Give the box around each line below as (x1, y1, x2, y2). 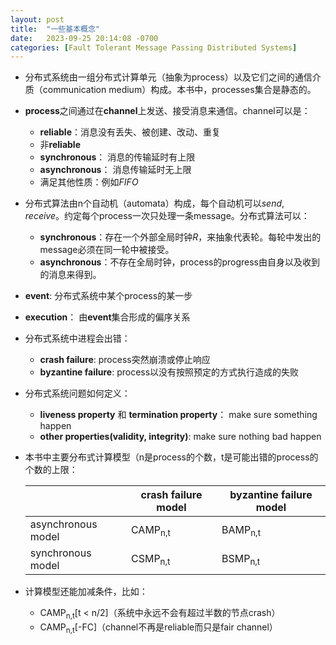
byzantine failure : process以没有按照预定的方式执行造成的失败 (39, 366, 300, 378)
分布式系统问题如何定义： (24, 387, 131, 400)
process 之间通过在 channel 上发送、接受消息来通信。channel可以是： (24, 105, 311, 117)
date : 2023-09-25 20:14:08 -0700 (10, 33, 159, 43)
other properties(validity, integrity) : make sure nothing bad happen (39, 431, 322, 443)
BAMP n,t (221, 522, 262, 538)
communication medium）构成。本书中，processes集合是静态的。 (42, 84, 317, 96)
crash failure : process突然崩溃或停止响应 (39, 354, 211, 366)
